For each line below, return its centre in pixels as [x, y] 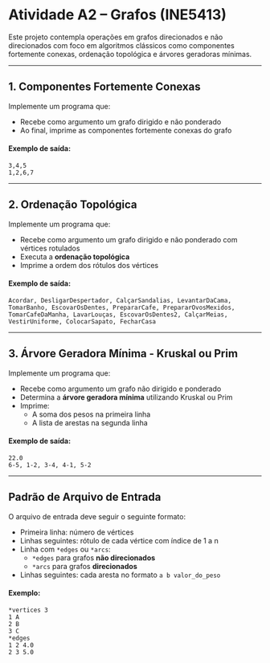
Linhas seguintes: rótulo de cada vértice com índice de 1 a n [119, 540]
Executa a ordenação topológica [75, 256]
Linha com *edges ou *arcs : [65, 549]
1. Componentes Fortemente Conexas [104, 87]
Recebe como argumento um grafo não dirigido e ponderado [121, 388]
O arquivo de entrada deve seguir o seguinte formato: [97, 516]
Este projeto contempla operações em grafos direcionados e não [116, 37]
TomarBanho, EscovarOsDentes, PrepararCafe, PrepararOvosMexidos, [122, 307]
